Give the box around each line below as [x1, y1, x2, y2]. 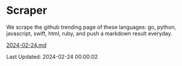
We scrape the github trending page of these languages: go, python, [6, 23, 177, 31]
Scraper [6, 4, 47, 17]
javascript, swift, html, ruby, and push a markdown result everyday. [6, 29, 173, 37]
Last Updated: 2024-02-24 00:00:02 [6, 53, 98, 60]
